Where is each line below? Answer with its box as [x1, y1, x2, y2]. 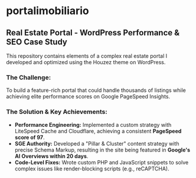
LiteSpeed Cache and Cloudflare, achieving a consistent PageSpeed [14, 127, 182, 134]
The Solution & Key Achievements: [6, 108, 107, 116]
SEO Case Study [6, 37, 68, 47]
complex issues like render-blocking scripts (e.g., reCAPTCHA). [14, 165, 169, 172]
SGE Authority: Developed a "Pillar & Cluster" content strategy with [14, 140, 179, 147]
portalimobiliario [6, 4, 90, 18]
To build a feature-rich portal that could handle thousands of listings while [6, 87, 186, 94]
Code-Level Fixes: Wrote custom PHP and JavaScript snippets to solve [14, 159, 189, 166]
